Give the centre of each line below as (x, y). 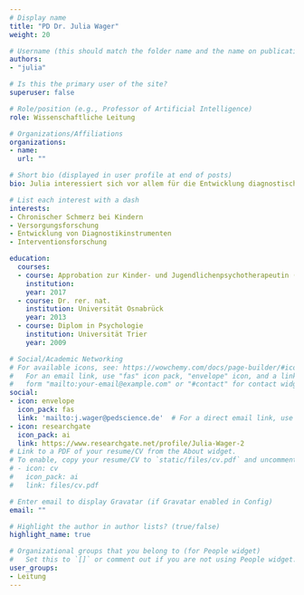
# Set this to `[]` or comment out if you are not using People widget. (153, 560)
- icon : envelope (42, 401)
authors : (26, 60)
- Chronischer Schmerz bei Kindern (76, 217)
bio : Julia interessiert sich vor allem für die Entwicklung (127, 184)
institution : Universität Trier (86, 334)
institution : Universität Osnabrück (95, 309)
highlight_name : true (50, 535)
